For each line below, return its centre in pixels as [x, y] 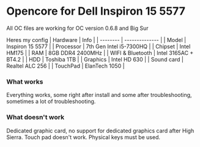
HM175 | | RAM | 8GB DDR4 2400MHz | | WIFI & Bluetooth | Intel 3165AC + [100, 52]
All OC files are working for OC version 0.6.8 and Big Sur [77, 28]
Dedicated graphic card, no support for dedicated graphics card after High [100, 131]
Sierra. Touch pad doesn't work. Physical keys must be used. [83, 137]
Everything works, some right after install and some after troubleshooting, [99, 95]
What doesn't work [35, 117]
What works [25, 82]
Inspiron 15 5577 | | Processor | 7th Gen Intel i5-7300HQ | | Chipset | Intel [98, 46]
